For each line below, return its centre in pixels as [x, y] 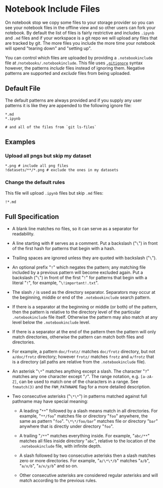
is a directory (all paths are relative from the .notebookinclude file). [79, 361]
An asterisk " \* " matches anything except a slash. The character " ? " [81, 371]
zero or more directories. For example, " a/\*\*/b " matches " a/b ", [84, 460]
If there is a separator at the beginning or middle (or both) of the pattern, [85, 307]
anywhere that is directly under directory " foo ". [66, 426]
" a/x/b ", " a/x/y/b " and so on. [49, 466]
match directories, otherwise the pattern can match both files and [78, 337]
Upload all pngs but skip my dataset [48, 156]
